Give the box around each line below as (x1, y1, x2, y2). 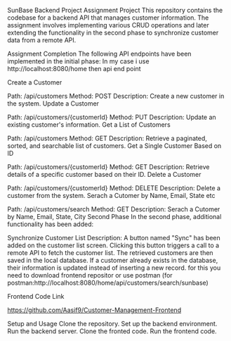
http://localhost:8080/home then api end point (7, 65, 142, 73)
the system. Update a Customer (7, 99, 100, 108)
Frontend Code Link (7, 292, 65, 300)
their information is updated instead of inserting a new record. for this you (7, 263, 221, 272)
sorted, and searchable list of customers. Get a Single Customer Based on (7, 142, 222, 150)
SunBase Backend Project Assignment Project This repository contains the (7, 6, 223, 14)
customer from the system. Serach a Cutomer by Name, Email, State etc (7, 192, 216, 199)
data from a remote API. (7, 36, 77, 44)
